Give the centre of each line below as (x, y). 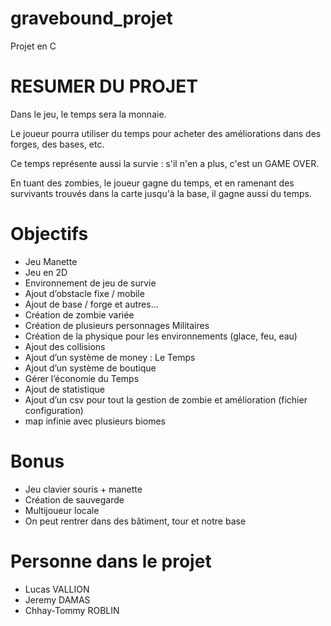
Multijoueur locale (62, 510)
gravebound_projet (91, 18)
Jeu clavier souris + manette (83, 489)
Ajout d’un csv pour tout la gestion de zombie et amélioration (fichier (166, 399)
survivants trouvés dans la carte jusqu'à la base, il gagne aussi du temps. (161, 193)
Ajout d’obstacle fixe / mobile (84, 293)
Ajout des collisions (65, 346)
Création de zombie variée (79, 314)
